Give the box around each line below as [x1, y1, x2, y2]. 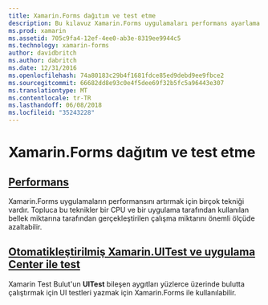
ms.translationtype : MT [8, 86, 88, 95]
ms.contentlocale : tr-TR [8, 94, 91, 102]
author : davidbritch [8, 49, 78, 57]
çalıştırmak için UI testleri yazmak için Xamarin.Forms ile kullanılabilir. [8, 287, 237, 297]
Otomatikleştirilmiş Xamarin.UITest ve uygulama [8, 246, 255, 259]
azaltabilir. [8, 222, 43, 231]
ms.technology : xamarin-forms [8, 42, 110, 50]
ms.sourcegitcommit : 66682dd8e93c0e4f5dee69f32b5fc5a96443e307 [8, 79, 225, 87]
